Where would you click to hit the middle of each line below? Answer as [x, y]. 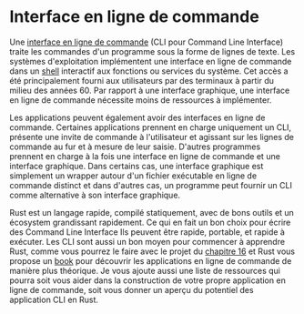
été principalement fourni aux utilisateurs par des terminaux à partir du [142, 80]
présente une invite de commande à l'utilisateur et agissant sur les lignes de [152, 137]
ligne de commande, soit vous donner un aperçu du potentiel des [132, 289]
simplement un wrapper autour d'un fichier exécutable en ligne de [133, 176]
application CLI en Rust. [54, 299]
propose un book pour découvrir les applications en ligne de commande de [151, 260]
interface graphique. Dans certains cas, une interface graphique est [137, 166]
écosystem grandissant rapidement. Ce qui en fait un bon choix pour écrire [150, 222]
